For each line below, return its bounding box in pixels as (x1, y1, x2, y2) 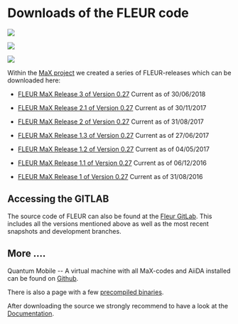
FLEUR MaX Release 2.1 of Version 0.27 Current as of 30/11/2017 (17, 103, 207, 112)
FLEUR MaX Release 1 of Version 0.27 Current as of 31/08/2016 (17, 172, 203, 180)
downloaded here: (7, 76, 61, 85)
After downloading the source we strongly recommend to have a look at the (7, 301, 229, 310)
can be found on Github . (7, 274, 79, 282)
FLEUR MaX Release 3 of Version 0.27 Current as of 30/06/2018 (17, 90, 206, 98)
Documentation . (7, 309, 55, 318)
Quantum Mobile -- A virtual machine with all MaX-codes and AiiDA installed (7, 266, 231, 275)
